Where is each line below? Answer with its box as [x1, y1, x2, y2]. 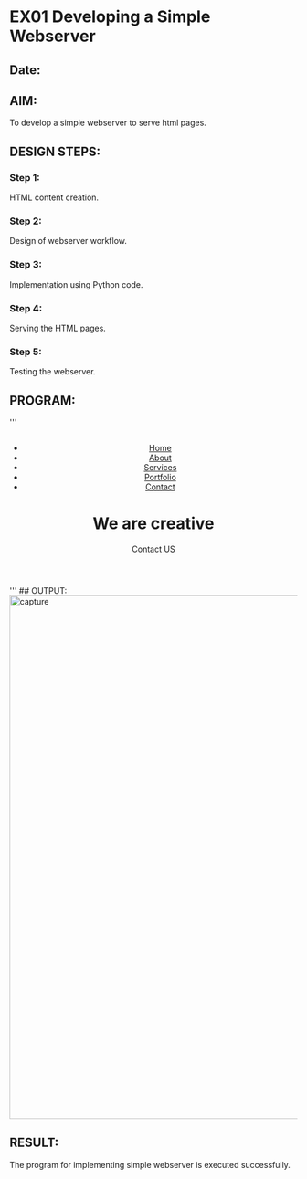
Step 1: [9, 171, 40, 184]
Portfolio [144, 472, 176, 483]
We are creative [92, 513, 215, 534]
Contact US [132, 543, 175, 554]
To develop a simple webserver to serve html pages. [9, 117, 207, 129]
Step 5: [9, 345, 43, 358]
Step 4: [9, 301, 43, 314]
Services [143, 462, 177, 473]
